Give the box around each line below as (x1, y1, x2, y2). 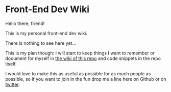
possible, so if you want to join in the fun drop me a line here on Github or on (5, 76, 166, 82)
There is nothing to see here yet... (5, 40, 77, 46)
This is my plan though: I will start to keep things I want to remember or (5, 50, 155, 56)
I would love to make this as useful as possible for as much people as (5, 70, 151, 77)
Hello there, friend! (5, 20, 45, 26)
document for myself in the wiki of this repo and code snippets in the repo (5, 55, 161, 62)
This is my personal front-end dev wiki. (5, 30, 88, 36)
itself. (5, 60, 17, 67)
